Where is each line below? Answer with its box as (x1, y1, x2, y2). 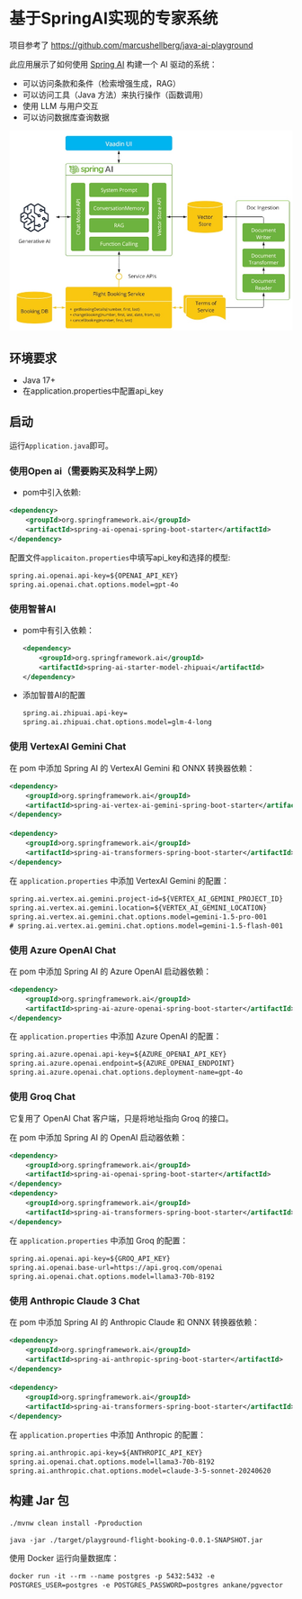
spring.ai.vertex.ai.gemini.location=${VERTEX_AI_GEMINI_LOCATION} (9, 903, 268, 913)
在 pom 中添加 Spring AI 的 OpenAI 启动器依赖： (9, 1131, 188, 1142)
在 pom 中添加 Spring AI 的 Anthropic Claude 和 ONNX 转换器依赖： (9, 1317, 261, 1328)
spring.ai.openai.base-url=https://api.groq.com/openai (9, 1263, 223, 1272)
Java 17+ (22, 375, 56, 386)
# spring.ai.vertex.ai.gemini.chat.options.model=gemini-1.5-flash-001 (9, 921, 283, 931)
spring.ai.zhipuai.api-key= (22, 709, 128, 718)
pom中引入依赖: (22, 487, 82, 498)
